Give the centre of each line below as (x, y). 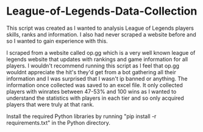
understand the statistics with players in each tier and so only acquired (95, 98)
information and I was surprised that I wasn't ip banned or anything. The (97, 78)
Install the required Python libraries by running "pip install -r (81, 116)
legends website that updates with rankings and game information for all (97, 59)
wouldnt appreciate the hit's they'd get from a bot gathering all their (91, 72)
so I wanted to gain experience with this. (57, 41)
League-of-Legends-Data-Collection (102, 11)
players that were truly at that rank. (50, 104)
